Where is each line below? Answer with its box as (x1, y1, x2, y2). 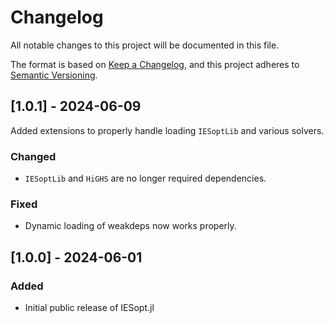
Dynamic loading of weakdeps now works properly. (24, 220, 237, 232)
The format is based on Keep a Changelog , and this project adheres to (10, 58, 300, 70)
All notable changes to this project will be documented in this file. (10, 39, 280, 51)
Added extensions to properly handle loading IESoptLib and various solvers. (10, 124, 325, 136)
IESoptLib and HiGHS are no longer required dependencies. (24, 172, 267, 185)
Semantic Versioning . (10, 69, 98, 81)
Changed (10, 149, 57, 163)
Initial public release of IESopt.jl (24, 302, 155, 314)
